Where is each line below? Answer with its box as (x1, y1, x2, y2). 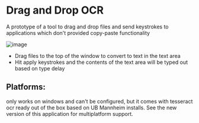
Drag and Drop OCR (6, 4, 104, 17)
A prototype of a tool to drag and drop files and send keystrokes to (6, 23, 169, 30)
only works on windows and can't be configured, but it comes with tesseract (6, 98, 193, 105)
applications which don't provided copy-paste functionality (6, 29, 150, 36)
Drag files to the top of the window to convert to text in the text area (14, 52, 181, 59)
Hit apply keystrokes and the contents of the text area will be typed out (14, 59, 188, 66)
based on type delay (14, 64, 65, 72)
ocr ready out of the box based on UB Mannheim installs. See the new (6, 104, 177, 111)
